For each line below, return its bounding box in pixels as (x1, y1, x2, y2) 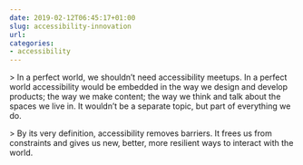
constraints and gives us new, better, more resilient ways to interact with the (9, 138, 294, 149)
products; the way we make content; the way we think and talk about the (9, 92, 281, 102)
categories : (9, 38, 54, 48)
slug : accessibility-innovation (9, 22, 132, 31)
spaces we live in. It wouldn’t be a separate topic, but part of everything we (9, 101, 291, 112)
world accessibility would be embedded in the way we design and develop (9, 82, 288, 92)
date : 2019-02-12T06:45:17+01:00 (9, 13, 136, 23)
